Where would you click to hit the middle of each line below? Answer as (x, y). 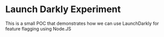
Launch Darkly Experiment (63, 9)
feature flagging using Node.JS (38, 28)
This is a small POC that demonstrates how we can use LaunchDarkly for (82, 23)
